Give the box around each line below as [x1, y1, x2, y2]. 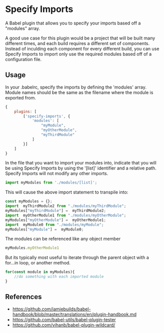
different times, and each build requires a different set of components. [5, 40, 150, 46]
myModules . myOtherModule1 [5, 245, 59, 250]
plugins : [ [14, 109, 37, 114]
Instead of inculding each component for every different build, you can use [5, 45, 159, 51]
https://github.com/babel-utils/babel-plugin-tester [12, 316, 116, 322]
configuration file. [5, 56, 41, 62]
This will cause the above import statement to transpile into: [5, 189, 128, 195]
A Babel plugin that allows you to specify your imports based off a [5, 20, 141, 26]
